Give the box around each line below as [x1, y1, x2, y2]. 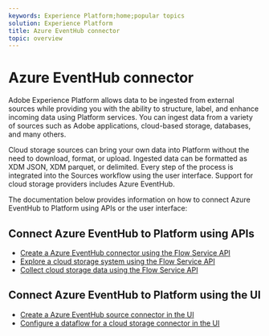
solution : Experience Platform [8, 19, 113, 27]
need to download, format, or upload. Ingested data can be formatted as [8, 154, 247, 163]
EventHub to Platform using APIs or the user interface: [8, 203, 188, 213]
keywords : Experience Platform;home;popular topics [8, 11, 185, 20]
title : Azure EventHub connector [8, 27, 120, 35]
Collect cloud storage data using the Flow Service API [19, 265, 198, 274]
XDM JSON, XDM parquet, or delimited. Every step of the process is [8, 162, 234, 172]
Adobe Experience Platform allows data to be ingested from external [8, 96, 234, 105]
